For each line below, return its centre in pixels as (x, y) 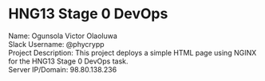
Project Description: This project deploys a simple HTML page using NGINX (132, 52)
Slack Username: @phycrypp (57, 44)
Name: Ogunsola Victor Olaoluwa (63, 36)
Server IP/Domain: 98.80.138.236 (63, 69)
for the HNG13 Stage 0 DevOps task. (69, 61)
